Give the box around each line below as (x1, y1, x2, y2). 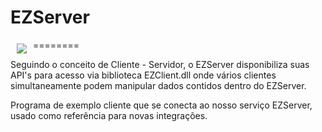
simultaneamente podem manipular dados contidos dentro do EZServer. (10, 79, 307, 91)
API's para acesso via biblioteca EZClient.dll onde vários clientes (10, 69, 277, 81)
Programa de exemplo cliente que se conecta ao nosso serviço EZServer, (10, 99, 313, 111)
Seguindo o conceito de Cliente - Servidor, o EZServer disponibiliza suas (10, 58, 310, 70)
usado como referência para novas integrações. (10, 109, 208, 121)
